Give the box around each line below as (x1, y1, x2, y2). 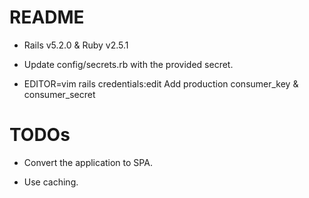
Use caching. (23, 176, 79, 188)
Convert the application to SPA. (23, 156, 153, 168)
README (9, 6, 85, 29)
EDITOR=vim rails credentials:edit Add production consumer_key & (23, 77, 299, 90)
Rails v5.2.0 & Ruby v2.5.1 (23, 39, 129, 51)
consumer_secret (23, 88, 96, 100)
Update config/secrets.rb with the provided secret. (23, 58, 234, 70)
